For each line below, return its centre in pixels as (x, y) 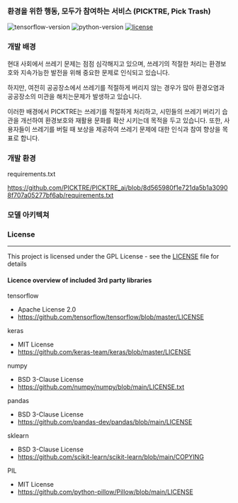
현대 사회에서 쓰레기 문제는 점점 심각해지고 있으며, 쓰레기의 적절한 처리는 (107, 63)
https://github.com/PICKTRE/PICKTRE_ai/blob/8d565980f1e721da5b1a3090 (118, 187)
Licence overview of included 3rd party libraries (80, 280)
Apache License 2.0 (47, 310)
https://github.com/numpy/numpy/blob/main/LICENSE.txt (101, 387)
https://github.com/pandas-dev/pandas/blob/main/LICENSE (105, 422)
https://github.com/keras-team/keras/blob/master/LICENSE (104, 352)
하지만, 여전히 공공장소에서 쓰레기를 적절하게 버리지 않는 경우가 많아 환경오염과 (116, 87)
